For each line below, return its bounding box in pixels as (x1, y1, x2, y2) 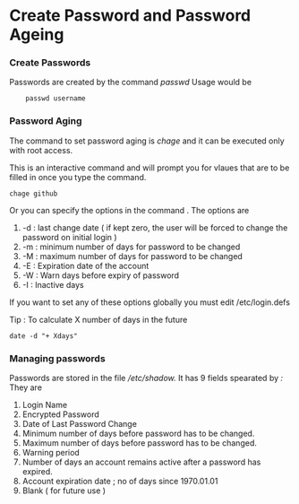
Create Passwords (9, 56, 91, 69)
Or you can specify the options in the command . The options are (9, 204, 250, 215)
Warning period (21, 448, 81, 458)
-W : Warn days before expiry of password (21, 270, 180, 281)
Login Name (21, 400, 68, 411)
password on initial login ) (21, 231, 118, 242)
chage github (9, 189, 58, 198)
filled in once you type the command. (9, 171, 147, 182)
